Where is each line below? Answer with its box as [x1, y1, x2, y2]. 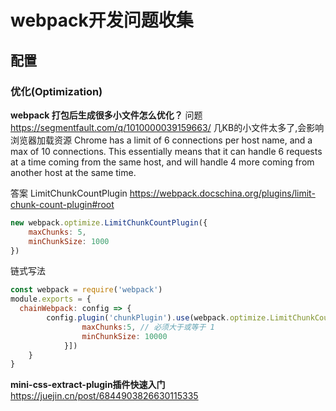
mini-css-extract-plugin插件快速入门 [10, 379, 166, 391]
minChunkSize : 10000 [81, 331, 168, 341]
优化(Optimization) [10, 84, 103, 98]
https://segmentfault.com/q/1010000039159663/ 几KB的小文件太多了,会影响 [10, 121, 325, 133]
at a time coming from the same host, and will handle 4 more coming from [10, 156, 315, 168]
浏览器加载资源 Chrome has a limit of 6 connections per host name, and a [10, 134, 313, 146]
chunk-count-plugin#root [10, 198, 115, 210]
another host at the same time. [10, 166, 137, 178]
